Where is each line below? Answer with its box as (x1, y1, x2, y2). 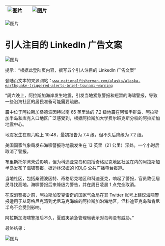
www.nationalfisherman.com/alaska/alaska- (52, 78, 141, 83)
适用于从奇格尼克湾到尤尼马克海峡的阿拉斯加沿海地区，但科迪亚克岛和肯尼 (9, 198, 160, 204)
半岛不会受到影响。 (5, 204, 44, 210)
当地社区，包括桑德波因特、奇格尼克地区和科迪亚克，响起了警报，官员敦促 (5, 175, 156, 181)
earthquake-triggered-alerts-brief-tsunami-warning (5, 83, 113, 88)
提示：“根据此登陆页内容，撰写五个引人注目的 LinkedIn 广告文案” (5, 67, 136, 73)
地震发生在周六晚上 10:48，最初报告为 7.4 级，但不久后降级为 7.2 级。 (5, 131, 146, 137)
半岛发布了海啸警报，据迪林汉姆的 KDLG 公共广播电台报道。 (5, 165, 127, 171)
